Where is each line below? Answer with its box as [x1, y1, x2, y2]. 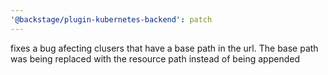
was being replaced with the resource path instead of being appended [10, 52, 300, 65]
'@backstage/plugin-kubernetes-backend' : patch [10, 14, 213, 25]
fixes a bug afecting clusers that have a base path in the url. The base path [10, 42, 319, 54]
